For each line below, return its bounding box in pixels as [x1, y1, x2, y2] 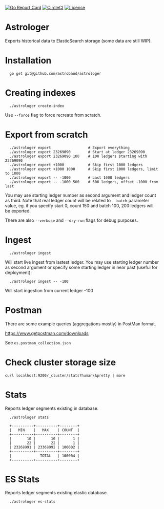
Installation [5, 55, 52, 66]
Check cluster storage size [5, 357, 116, 368]
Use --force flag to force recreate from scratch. [5, 112, 102, 118]
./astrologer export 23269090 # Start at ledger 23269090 [9, 149, 145, 154]
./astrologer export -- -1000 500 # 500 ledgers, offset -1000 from [9, 179, 159, 184]
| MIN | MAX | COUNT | [9, 427, 80, 432]
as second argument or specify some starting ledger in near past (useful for [5, 264, 158, 270]
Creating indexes [5, 87, 76, 99]
